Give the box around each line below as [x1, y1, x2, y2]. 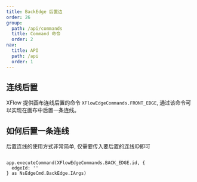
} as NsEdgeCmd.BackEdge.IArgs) [6, 171, 87, 177]
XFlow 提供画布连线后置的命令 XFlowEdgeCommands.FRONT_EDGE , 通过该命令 [6, 99, 186, 106]
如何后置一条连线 [6, 126, 69, 136]
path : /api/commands [11, 25, 63, 32]
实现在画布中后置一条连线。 [11, 107, 79, 114]
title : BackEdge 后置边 [6, 8, 63, 15]
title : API [11, 48, 39, 54]
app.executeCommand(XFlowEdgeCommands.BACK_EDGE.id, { [6, 160, 146, 166]
